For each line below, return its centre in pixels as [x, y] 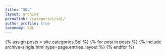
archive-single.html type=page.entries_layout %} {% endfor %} [70, 47]
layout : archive [22, 14]
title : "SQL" [19, 10]
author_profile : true [28, 23]
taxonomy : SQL [20, 28]
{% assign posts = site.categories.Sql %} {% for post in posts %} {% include [83, 42]
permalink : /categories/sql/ [35, 19]
